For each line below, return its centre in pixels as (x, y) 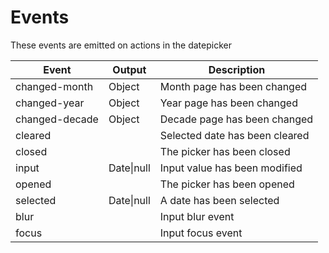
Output (129, 69)
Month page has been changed (233, 86)
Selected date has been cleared (234, 135)
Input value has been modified (231, 168)
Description (237, 69)
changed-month (54, 86)
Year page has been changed (228, 103)
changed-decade (57, 119)
